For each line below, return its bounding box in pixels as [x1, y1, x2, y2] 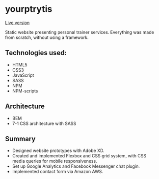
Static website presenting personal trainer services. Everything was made [5, 29, 155, 35]
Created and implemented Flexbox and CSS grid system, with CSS [12, 153, 146, 159]
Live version [5, 20, 30, 26]
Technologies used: [5, 49, 67, 57]
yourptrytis [5, 3, 53, 15]
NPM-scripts [12, 88, 38, 94]
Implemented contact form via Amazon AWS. [12, 169, 103, 175]
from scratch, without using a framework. [5, 34, 89, 40]
